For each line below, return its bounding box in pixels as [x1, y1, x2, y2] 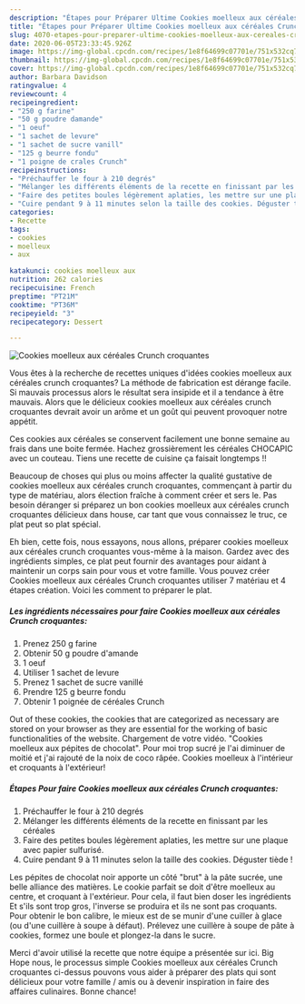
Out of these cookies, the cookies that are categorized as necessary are [9, 714, 280, 725]
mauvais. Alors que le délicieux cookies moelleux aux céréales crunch [9, 397, 272, 407]
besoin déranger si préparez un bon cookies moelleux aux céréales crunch [9, 499, 290, 510]
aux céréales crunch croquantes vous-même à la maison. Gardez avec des [9, 547, 290, 557]
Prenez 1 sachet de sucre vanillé [22, 677, 143, 688]
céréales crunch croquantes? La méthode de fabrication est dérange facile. [9, 377, 291, 388]
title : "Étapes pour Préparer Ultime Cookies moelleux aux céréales [9, 22, 274, 31]
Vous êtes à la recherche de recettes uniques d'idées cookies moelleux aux [9, 367, 292, 378]
